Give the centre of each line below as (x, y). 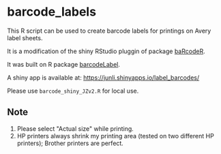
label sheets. (25, 37)
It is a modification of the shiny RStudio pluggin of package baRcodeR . (106, 51)
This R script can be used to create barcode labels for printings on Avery (109, 31)
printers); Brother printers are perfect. (70, 143)
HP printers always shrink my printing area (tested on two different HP (116, 136)
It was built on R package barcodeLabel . (64, 64)
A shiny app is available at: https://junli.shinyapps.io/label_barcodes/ (103, 77)
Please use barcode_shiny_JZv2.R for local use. (73, 91)
